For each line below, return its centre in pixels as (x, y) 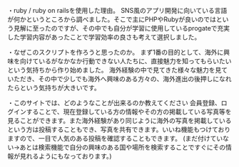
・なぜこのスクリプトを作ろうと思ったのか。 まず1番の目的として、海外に (116, 52)
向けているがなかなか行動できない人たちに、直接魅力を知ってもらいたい (126, 61)
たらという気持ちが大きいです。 (54, 88)
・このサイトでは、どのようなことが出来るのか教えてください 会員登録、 (114, 103)
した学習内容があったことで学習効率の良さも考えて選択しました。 (104, 37)
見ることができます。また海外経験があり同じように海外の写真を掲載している (119, 120)
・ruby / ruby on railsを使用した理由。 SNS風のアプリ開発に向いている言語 (117, 10)
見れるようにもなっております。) (66, 156)
